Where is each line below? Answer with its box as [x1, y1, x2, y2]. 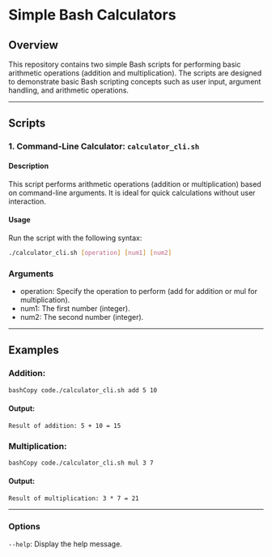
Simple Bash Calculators [8, 6, 176, 24]
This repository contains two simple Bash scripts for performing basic [8, 59, 241, 69]
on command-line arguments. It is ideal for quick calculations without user [8, 188, 256, 197]
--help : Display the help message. [8, 539, 123, 549]
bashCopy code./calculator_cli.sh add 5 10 [8, 386, 158, 395]
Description [8, 161, 49, 171]
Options [8, 520, 40, 532]
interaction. [8, 196, 47, 206]
